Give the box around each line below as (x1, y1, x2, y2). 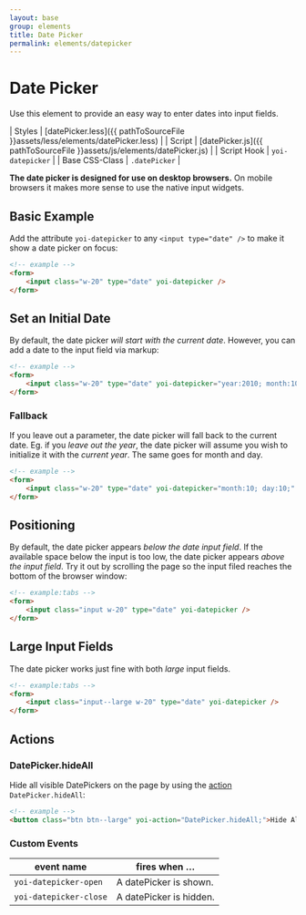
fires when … (136, 860, 196, 873)
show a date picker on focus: (9, 242, 118, 253)
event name (35, 860, 87, 873)
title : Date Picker (9, 30, 84, 39)
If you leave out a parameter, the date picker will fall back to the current (9, 430, 278, 441)
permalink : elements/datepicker (9, 38, 132, 48)
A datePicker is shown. (116, 876, 214, 889)
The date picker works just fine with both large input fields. (9, 663, 230, 674)
